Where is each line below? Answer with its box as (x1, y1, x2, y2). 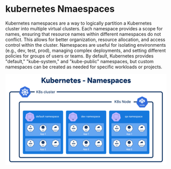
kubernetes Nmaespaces (5, 3, 115, 15)
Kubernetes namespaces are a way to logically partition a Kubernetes (5, 20, 152, 26)
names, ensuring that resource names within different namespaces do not (5, 31, 161, 37)
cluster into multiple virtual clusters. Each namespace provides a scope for (5, 25, 163, 31)
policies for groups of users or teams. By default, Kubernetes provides (5, 52, 154, 59)
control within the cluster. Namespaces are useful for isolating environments (5, 42, 166, 48)
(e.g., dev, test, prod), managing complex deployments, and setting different (5, 47, 166, 53)
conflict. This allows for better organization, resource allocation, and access (5, 36, 165, 43)
